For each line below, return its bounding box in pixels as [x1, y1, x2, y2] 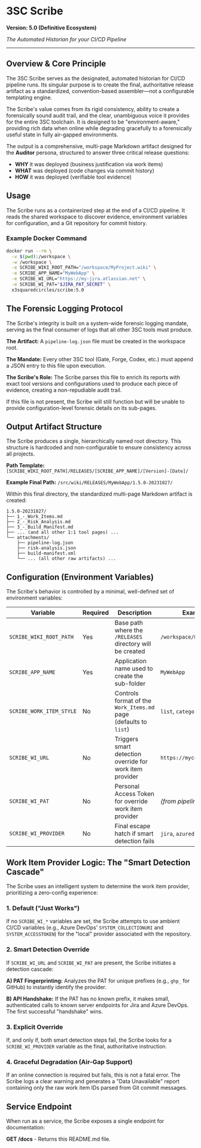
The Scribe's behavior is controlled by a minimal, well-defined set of [6, 588, 175, 595]
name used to [114, 664, 154, 673]
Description [117, 609, 152, 617]
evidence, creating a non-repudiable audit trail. [6, 386, 122, 394]
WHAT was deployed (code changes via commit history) [14, 167, 154, 174]
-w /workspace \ [11, 259, 52, 265]
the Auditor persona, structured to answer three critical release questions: [6, 149, 190, 156]
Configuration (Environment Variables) [6, 572, 154, 582]
